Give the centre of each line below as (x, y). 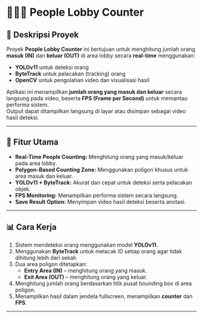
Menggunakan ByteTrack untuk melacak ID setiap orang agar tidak (98, 251)
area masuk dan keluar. (44, 176)
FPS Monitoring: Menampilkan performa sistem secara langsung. (96, 195)
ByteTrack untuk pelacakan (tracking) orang (70, 74)
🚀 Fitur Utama (32, 142)
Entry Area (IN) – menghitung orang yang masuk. (85, 270)
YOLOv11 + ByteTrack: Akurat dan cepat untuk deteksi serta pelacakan (103, 182)
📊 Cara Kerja (31, 227)
